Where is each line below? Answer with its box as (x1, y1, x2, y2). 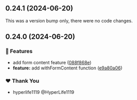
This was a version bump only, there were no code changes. (5, 17, 133, 23)
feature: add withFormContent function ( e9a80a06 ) (12, 65, 123, 71)
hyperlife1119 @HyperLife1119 (12, 89, 74, 95)
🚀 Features (5, 48, 33, 55)
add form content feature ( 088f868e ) (12, 59, 92, 65)
